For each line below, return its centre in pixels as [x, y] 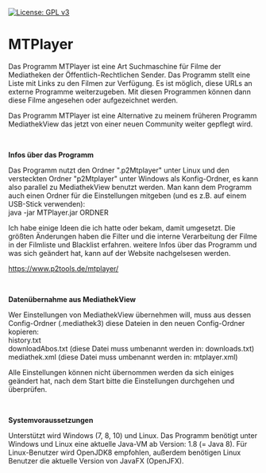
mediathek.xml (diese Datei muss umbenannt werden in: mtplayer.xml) [123, 357]
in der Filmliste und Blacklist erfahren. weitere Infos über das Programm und [133, 244]
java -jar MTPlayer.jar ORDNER [58, 212]
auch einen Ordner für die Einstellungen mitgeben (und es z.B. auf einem [127, 196]
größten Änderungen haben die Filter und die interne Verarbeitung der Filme [133, 236]
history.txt [25, 340]
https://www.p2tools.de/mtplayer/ [64, 268]
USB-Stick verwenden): [47, 204]
